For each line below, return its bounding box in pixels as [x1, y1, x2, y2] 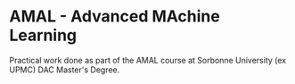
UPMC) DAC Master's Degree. [9, 64, 120, 75]
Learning [9, 25, 78, 46]
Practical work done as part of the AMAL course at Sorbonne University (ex [9, 55, 287, 65]
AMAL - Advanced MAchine [9, 6, 220, 27]
